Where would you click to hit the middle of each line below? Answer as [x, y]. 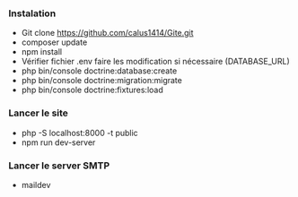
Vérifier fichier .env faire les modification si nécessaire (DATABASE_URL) [156, 62]
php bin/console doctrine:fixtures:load [92, 90]
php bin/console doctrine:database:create [99, 71]
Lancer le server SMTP [59, 166]
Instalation [32, 13]
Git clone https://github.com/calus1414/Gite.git [107, 33]
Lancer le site [39, 113]
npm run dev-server [58, 142]
